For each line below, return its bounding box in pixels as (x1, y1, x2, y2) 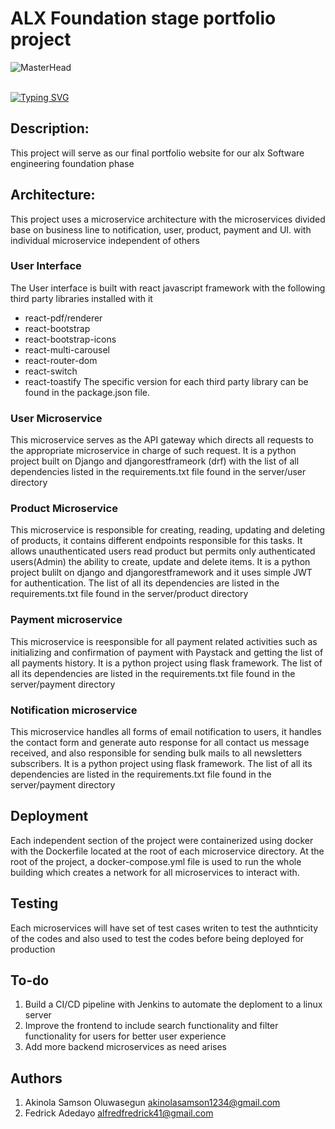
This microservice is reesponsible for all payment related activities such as (10, 635, 318, 647)
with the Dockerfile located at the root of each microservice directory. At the (10, 845, 325, 857)
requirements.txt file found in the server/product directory (10, 588, 249, 600)
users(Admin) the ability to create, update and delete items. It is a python (10, 556, 311, 568)
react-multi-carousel (24, 343, 110, 356)
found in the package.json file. (24, 386, 151, 398)
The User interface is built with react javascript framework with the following (10, 282, 326, 294)
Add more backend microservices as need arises (24, 1041, 227, 1053)
